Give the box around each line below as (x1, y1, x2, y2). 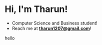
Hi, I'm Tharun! (4, 3, 68, 15)
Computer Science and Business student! (11, 20, 98, 26)
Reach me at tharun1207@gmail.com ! (11, 25, 91, 31)
